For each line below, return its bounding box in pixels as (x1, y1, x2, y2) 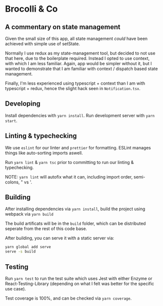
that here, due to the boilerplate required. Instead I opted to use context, (5, 55, 150, 61)
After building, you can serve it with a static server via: (5, 235, 114, 241)
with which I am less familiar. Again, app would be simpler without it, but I (5, 61, 152, 66)
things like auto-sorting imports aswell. (5, 150, 83, 156)
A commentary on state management (5, 23, 121, 31)
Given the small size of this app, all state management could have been (5, 36, 148, 41)
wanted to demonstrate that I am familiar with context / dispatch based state (5, 66, 158, 72)
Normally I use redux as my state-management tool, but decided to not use (5, 50, 156, 56)
